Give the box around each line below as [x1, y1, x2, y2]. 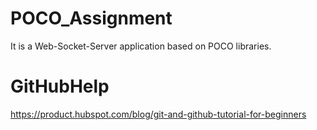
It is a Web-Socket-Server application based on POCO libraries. [10, 40, 272, 52]
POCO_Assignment [10, 7, 173, 30]
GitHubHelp [10, 75, 110, 98]
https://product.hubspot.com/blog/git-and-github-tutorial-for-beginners [10, 108, 307, 120]
